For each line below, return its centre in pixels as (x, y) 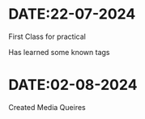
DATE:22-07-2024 (72, 14)
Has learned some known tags (59, 52)
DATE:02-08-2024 (73, 85)
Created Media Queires (47, 107)
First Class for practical (47, 36)
